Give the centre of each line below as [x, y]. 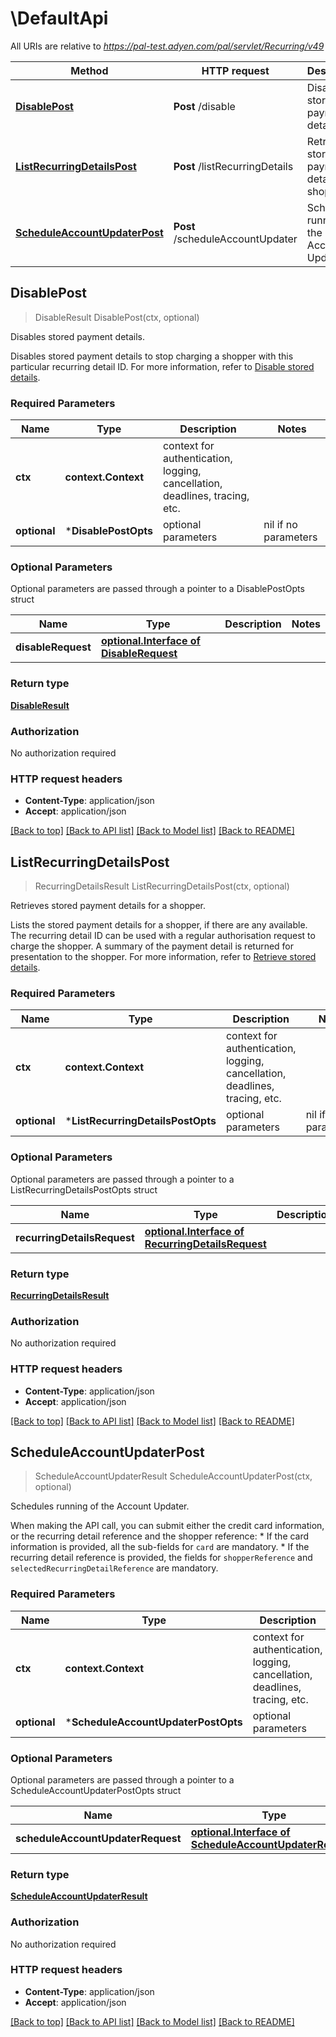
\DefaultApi [59, 18]
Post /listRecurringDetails [233, 166]
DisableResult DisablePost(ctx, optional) [117, 317]
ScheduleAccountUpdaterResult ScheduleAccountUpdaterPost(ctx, [173, 1476]
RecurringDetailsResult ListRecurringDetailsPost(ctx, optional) [162, 886]
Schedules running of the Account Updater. [100, 1506]
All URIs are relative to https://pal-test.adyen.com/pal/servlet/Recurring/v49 [167, 46]
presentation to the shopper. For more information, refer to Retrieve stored [163, 957]
